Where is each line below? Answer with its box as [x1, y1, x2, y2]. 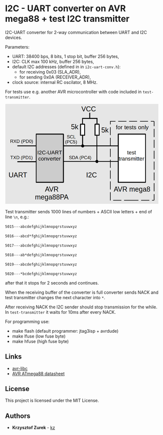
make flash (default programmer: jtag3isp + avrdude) [12, 328, 119, 334]
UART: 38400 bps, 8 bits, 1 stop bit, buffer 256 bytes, [12, 53, 119, 59]
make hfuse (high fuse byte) [12, 338, 69, 344]
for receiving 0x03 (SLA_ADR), [19, 69, 81, 75]
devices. [5, 35, 22, 40]
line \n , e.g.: [5, 214, 29, 220]
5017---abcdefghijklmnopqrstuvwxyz [5, 243, 77, 248]
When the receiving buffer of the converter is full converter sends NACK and [5, 289, 159, 295]
